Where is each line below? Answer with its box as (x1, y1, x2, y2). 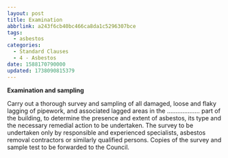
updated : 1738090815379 (7, 67, 75, 74)
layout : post (7, 10, 45, 17)
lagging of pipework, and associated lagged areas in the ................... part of (7, 107, 221, 115)
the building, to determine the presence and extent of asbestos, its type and (7, 114, 221, 122)
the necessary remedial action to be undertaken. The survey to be (7, 121, 194, 129)
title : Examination (7, 16, 63, 23)
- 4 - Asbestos (13, 55, 57, 62)
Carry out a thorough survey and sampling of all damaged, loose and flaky (7, 99, 217, 107)
